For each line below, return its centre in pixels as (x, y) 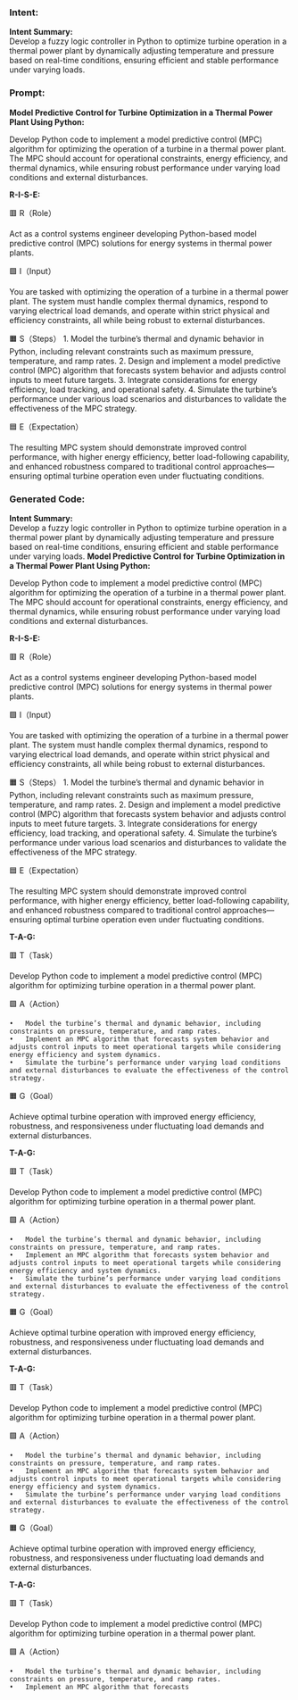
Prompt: (27, 93)
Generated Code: (47, 499)
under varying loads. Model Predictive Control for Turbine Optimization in (147, 556)
